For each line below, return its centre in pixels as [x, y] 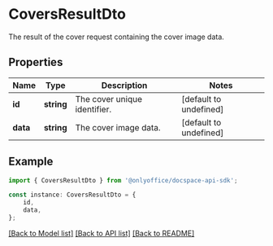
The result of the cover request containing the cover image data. [117, 37]
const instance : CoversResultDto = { [72, 195]
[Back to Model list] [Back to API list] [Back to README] [102, 233]
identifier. [93, 109]
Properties [36, 62]
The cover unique [108, 99]
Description [124, 85]
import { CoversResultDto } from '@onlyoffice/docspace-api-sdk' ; [123, 180]
